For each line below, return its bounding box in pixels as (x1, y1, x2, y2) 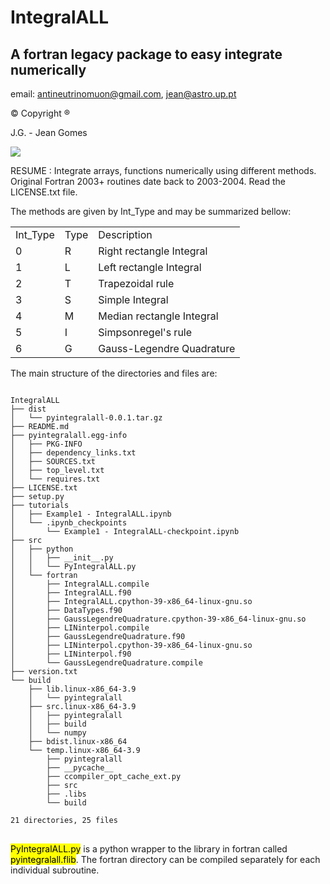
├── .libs (46, 789, 87, 799)
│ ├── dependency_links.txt (10, 448, 137, 458)
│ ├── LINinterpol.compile (10, 623, 150, 633)
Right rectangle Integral (98, 244, 208, 258)
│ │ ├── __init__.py (10, 553, 114, 563)
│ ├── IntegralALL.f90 (10, 588, 132, 598)
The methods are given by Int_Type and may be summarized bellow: (10, 206, 292, 217)
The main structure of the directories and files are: (10, 367, 218, 379)
